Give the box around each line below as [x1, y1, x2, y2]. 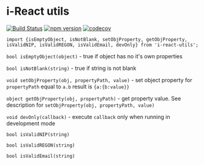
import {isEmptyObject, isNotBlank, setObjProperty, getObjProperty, [6, 36, 188, 42]
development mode [6, 120, 56, 127]
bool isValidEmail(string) [6, 153, 75, 159]
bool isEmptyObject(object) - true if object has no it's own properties [6, 52, 183, 59]
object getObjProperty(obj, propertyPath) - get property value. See [6, 94, 181, 102]
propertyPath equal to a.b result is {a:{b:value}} [6, 83, 130, 90]
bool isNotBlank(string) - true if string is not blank [6, 64, 137, 72]
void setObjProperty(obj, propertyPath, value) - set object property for [6, 76, 192, 83]
